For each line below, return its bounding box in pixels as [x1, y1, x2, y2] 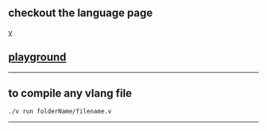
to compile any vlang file [8, 87, 133, 100]
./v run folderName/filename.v [8, 107, 112, 116]
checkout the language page [8, 6, 153, 20]
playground [8, 51, 67, 64]
